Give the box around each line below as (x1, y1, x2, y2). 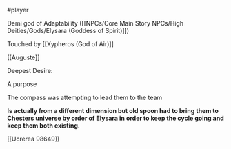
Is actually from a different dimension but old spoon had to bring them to (7, 107, 219, 115)
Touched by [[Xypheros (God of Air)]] (7, 40, 114, 48)
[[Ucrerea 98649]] (7, 135, 60, 143)
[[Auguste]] (7, 53, 40, 61)
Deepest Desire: (7, 67, 53, 74)
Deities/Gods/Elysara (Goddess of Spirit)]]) (7, 27, 130, 34)
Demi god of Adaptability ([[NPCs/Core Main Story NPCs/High (7, 19, 184, 27)
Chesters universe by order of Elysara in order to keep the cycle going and (7, 114, 224, 122)
